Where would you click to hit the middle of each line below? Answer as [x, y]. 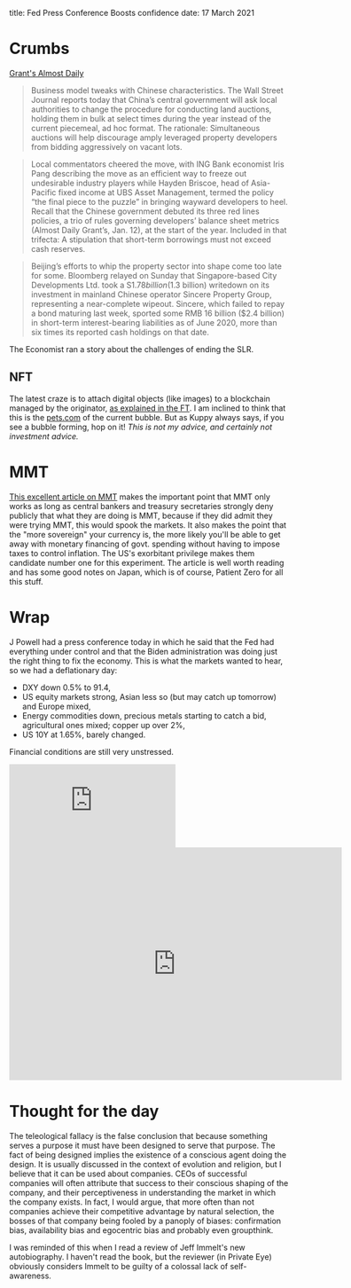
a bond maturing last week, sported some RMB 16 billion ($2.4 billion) [158, 313]
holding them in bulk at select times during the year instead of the [151, 118]
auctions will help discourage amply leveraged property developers [154, 137]
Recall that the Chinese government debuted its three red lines [145, 211]
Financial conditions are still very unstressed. [92, 751]
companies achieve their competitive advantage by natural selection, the [142, 1211]
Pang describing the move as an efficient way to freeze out [138, 173]
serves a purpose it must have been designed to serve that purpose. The [142, 1145]
